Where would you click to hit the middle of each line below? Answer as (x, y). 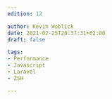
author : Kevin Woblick (41, 26)
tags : (15, 52)
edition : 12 (25, 14)
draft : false (26, 39)
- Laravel (22, 72)
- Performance (28, 59)
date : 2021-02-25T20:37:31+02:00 (56, 33)
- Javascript (26, 65)
